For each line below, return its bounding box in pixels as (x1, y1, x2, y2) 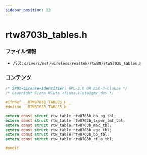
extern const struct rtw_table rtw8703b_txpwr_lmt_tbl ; (5, 118, 125, 123)
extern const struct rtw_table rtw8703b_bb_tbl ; (5, 132, 110, 137)
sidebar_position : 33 (5, 7, 51, 13)
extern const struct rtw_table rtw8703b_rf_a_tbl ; (5, 137, 114, 142)
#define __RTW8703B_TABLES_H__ (5, 104, 71, 110)
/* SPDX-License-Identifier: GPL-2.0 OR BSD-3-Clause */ (5, 86, 128, 91)
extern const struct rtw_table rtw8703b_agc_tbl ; (5, 127, 112, 132)
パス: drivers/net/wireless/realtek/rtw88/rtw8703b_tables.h (12, 60, 142, 66)
